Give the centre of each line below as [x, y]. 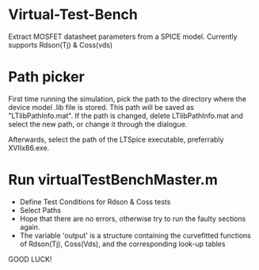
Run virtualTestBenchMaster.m [113, 180]
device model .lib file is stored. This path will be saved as [101, 107]
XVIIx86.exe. [29, 147]
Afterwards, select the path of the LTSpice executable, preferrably [116, 139]
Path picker [46, 77]
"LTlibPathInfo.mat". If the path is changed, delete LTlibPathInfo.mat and [126, 116]
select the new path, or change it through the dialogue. [98, 124]
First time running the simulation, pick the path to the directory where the [128, 99]
